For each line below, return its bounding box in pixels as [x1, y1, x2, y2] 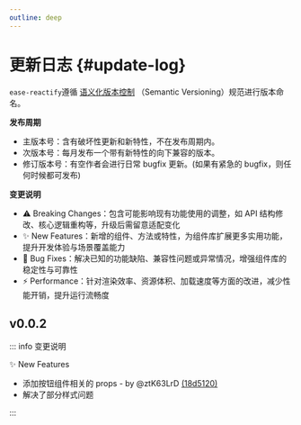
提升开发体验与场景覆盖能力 [22, 241, 126, 252]
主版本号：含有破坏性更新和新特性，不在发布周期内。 [22, 136, 220, 147]
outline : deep [9, 13, 63, 23]
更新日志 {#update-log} [9, 55, 187, 75]
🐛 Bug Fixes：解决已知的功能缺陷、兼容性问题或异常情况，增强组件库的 [22, 253, 288, 264]
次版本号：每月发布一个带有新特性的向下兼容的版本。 [22, 147, 220, 158]
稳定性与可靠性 [22, 264, 78, 275]
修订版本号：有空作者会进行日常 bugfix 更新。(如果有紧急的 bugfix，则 [22, 158, 285, 169]
